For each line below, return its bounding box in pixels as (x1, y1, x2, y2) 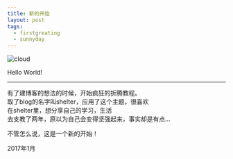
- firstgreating (13, 29, 60, 37)
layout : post (7, 17, 45, 24)
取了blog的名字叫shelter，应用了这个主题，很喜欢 (7, 97, 149, 106)
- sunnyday (13, 36, 45, 43)
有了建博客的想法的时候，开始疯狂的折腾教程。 (7, 89, 141, 97)
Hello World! (7, 68, 43, 77)
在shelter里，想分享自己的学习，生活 (7, 106, 112, 115)
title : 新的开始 (7, 10, 50, 17)
